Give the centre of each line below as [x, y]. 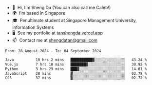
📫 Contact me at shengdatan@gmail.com [55, 40]
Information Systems [33, 27]
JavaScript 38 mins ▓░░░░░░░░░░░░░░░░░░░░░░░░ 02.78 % [76, 73]
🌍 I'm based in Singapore [39, 13]
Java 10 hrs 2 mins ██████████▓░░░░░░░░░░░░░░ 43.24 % [76, 60]
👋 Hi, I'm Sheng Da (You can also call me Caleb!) [61, 8]
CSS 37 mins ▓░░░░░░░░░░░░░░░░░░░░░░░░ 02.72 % [76, 78]
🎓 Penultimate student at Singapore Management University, [75, 20]
